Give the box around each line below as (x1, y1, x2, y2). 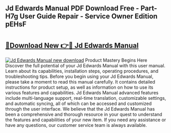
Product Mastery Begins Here (85, 57, 148, 63)
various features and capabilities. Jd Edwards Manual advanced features (5, 90, 159, 96)
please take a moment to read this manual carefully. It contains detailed (5, 79, 156, 85)
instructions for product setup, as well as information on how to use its (5, 84, 154, 90)
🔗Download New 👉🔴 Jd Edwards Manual (5, 41, 139, 50)
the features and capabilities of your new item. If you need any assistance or (5, 117, 166, 123)
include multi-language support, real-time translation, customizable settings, (5, 95, 166, 101)
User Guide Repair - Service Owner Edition (19, 12, 158, 21)
